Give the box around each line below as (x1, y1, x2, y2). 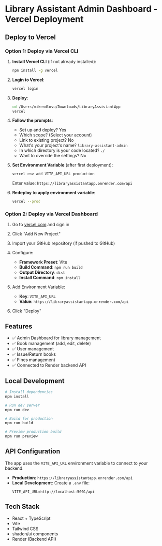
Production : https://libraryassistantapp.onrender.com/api (12, 475, 133, 480)
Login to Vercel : (12, 77, 44, 83)
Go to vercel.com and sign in (12, 222, 70, 228)
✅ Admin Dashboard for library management (12, 335, 101, 341)
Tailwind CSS (12, 526, 39, 531)
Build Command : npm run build (19, 265, 83, 270)
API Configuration (5, 447, 60, 456)
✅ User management (12, 346, 54, 352)
